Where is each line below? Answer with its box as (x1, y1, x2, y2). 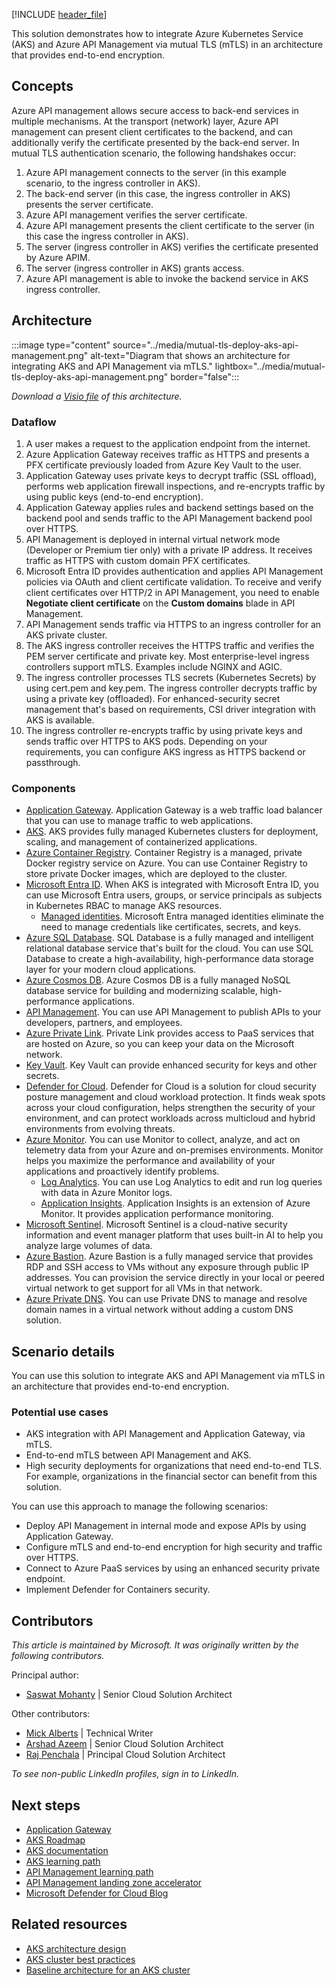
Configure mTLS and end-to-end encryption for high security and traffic (25, 1541, 323, 1553)
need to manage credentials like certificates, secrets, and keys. (40, 921, 302, 933)
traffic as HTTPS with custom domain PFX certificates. (25, 554, 251, 566)
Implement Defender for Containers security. (25, 1584, 211, 1596)
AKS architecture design (25, 1942, 127, 1954)
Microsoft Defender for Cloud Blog (25, 1887, 169, 1899)
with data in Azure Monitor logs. (40, 1187, 173, 1199)
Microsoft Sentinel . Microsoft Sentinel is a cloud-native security (25, 1219, 288, 1231)
